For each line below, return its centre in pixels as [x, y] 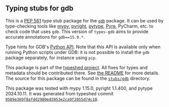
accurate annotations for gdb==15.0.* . [45, 37]
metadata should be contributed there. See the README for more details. [82, 73]
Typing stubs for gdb [39, 8]
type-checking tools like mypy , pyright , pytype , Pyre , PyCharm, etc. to [79, 26]
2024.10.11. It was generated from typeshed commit [59, 93]
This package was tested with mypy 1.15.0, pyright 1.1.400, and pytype [79, 88]
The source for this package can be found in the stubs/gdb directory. [78, 78]
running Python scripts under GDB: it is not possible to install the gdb [77, 52]
